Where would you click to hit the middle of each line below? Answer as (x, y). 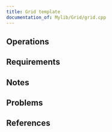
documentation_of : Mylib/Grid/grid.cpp (56, 17)
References (28, 123)
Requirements (33, 62)
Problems (25, 103)
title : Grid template (33, 12)
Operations (28, 42)
